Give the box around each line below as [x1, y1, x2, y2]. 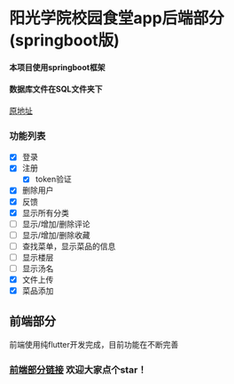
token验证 [35, 174, 73, 185]
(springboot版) [9, 30, 120, 51]
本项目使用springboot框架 [9, 61, 105, 72]
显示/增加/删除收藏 [21, 229, 90, 240]
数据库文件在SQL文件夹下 [9, 84, 103, 94]
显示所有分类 [21, 207, 69, 218]
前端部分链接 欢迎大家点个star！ [9, 364, 147, 376]
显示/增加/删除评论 [21, 219, 90, 229]
